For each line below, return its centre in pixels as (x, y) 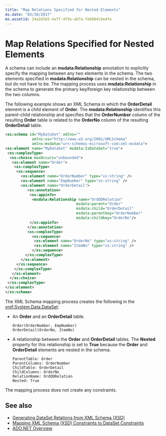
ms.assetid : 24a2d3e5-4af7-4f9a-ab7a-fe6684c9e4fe (58, 19)
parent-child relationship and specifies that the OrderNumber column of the (83, 115)
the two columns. (23, 95)
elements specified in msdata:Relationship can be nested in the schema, (80, 79)
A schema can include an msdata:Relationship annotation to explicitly (77, 68)
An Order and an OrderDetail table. (49, 316)
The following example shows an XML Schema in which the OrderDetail (79, 104)
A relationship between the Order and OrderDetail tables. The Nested (84, 339)
